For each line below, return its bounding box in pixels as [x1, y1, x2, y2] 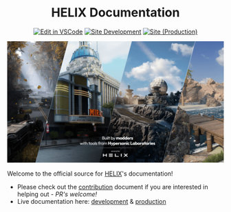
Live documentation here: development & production [16, 198, 166, 206]
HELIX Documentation [51, 5, 180, 21]
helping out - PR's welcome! [16, 190, 98, 198]
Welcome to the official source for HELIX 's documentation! [7, 169, 173, 178]
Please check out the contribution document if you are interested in [16, 183, 208, 191]
